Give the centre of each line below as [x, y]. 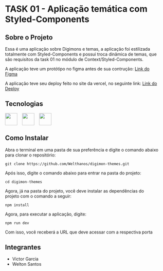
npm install [17, 205]
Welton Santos [27, 264]
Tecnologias [24, 104]
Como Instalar [27, 138]
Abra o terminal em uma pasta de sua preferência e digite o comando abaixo [82, 150]
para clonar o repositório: [30, 155]
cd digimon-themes [24, 182]
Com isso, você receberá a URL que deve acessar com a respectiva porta [79, 232]
